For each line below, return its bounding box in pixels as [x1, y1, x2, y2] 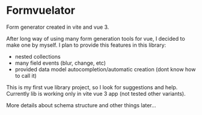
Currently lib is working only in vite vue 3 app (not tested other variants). [6, 90, 186, 97]
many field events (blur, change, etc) [14, 59, 106, 66]
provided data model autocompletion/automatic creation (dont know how [14, 65, 196, 72]
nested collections [14, 53, 61, 60]
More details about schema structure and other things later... [6, 101, 156, 108]
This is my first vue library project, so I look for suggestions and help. [6, 83, 178, 90]
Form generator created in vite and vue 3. [6, 23, 109, 31]
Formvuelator [6, 4, 75, 17]
